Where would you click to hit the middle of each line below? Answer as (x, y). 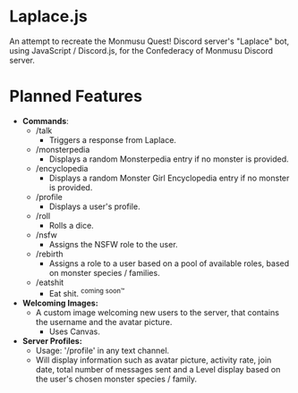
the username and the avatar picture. (104, 322)
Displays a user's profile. (94, 206)
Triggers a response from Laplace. (113, 139)
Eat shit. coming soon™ (87, 292)
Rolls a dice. (71, 225)
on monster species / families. (104, 272)
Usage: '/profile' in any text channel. (102, 350)
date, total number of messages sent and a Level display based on (158, 369)
